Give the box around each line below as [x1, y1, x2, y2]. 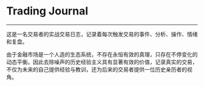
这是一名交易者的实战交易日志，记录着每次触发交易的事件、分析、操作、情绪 [6, 30, 198, 37]
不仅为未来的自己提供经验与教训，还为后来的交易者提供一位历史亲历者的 [6, 66, 187, 73]
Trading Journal [6, 4, 89, 18]
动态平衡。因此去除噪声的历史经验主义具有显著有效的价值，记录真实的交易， [6, 58, 198, 66]
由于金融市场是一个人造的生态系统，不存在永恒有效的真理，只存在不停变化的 [6, 51, 198, 58]
